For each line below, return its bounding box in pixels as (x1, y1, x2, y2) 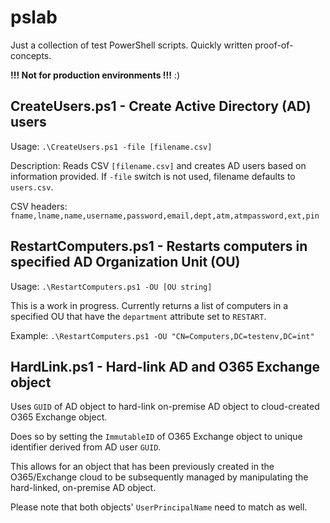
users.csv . (10, 181, 54, 193)
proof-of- (254, 39, 294, 51)
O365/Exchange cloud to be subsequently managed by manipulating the (10, 471, 309, 483)
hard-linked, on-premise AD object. (10, 482, 157, 494)
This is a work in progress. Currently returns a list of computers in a (10, 299, 289, 311)
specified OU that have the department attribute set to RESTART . (10, 310, 267, 322)
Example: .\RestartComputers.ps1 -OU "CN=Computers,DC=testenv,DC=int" (10, 329, 315, 341)
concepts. (10, 49, 52, 61)
